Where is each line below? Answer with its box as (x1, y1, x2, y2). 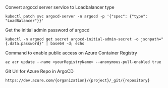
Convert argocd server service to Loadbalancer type (5, 4, 115, 10)
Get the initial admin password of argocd (5, 27, 90, 33)
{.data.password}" (5, 41, 44, 46)
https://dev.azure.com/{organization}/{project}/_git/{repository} (5, 78, 150, 83)
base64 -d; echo (50, 41, 85, 46)
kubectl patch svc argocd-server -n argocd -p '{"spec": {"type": (5, 14, 148, 19)
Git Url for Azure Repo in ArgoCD (5, 68, 74, 74)
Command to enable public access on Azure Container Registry (5, 50, 137, 55)
